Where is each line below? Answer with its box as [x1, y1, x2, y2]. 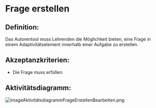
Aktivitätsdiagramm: [5, 83, 71, 92]
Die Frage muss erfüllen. [12, 69, 64, 75]
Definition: [5, 23, 39, 31]
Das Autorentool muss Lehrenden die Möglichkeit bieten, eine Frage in [5, 36, 151, 42]
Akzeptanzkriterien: [5, 56, 69, 64]
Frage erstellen [5, 3, 69, 14]
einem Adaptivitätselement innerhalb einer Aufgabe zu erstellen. [5, 41, 138, 47]
